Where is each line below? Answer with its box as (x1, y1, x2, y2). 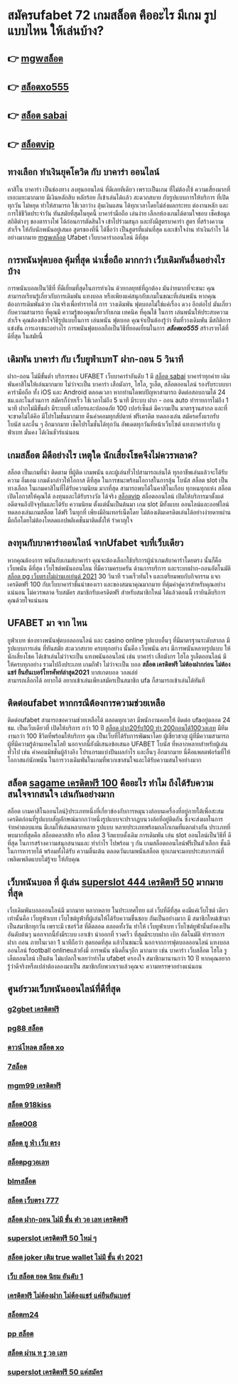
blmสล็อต (7, 1176, 36, 1186)
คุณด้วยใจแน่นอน (7, 596, 48, 604)
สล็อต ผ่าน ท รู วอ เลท (7, 1348, 67, 1358)
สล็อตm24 (7, 1310, 39, 1320)
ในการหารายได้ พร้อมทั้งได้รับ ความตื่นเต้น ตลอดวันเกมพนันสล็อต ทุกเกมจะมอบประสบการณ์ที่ (7, 847, 225, 855)
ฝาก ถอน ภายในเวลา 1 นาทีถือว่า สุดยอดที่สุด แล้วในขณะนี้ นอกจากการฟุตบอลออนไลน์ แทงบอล (7, 938, 229, 946)
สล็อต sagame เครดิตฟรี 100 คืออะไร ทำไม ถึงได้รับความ (7, 776, 214, 789)
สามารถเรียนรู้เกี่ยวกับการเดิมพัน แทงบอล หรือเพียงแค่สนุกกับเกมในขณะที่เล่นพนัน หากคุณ (7, 292, 217, 300)
